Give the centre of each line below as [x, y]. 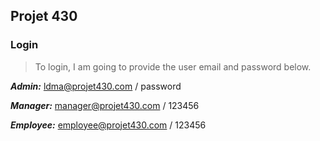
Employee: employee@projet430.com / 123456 [108, 125]
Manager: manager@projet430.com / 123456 [105, 105]
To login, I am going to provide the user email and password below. [173, 66]
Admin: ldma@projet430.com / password [96, 86]
